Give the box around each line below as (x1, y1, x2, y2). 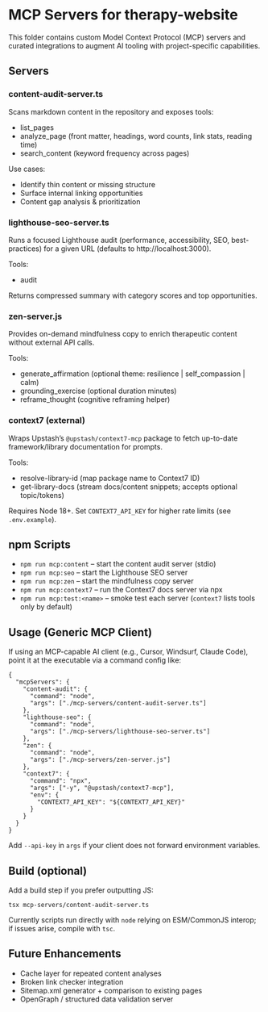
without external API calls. (8, 337, 95, 348)
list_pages (19, 123, 55, 132)
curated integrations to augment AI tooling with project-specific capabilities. (8, 40, 261, 50)
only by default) (19, 602, 72, 612)
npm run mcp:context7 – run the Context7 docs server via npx (19, 585, 223, 595)
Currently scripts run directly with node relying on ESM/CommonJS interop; (8, 914, 257, 925)
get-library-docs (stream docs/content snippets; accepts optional (19, 482, 237, 491)
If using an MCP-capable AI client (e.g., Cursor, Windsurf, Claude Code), (8, 647, 249, 657)
